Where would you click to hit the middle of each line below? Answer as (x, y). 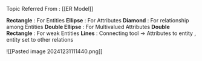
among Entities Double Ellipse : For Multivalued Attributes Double (88, 27)
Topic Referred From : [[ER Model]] (50, 9)
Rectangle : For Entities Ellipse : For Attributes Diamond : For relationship (98, 20)
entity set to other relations (40, 40)
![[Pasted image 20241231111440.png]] (54, 51)
